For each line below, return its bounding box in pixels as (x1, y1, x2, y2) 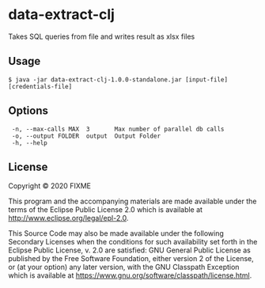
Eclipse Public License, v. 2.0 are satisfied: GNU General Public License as (8, 245, 251, 255)
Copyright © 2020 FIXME (8, 181, 92, 191)
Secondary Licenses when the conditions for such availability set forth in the (8, 237, 258, 247)
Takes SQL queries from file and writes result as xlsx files (8, 32, 195, 41)
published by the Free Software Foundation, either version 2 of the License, (8, 254, 255, 263)
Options (8, 104, 49, 118)
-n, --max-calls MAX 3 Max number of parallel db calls (11, 125, 225, 133)
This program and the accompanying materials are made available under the (8, 196, 257, 207)
